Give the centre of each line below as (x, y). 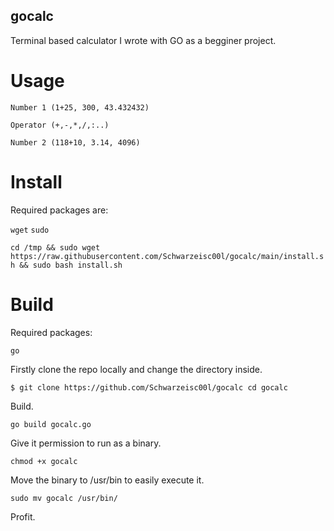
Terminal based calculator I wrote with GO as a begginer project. (143, 40)
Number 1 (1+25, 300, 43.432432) (80, 107)
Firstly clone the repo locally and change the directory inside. (136, 369)
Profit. (23, 516)
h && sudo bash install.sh (66, 265)
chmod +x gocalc (44, 461)
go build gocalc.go (51, 424)
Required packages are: (59, 210)
